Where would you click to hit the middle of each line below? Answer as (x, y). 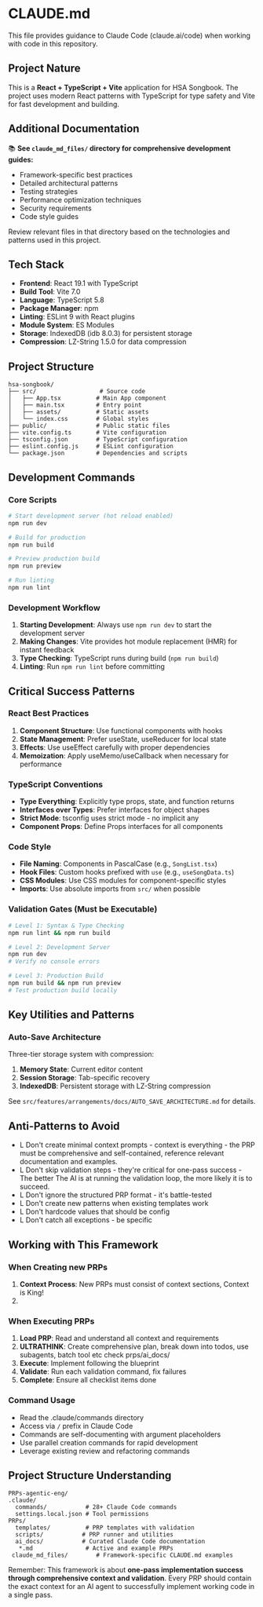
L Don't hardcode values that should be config (95, 1212)
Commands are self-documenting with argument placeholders (120, 1434)
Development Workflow (54, 608)
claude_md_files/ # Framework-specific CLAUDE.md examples (122, 1555)
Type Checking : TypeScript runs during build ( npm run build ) (119, 658)
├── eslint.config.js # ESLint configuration (91, 447)
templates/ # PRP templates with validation (105, 1528)
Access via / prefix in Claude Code (76, 1426)
